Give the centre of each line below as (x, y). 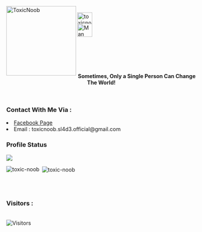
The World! (101, 82)
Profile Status (27, 145)
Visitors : (20, 203)
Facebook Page (33, 123)
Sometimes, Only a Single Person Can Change (137, 76)
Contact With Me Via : (39, 109)
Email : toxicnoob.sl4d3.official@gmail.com (68, 129)
